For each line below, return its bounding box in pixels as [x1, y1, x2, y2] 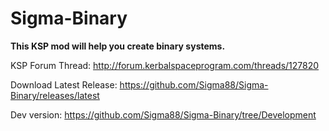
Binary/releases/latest [10, 89, 100, 101]
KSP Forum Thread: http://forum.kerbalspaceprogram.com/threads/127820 [10, 59, 320, 71]
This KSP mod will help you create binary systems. [10, 40, 226, 52]
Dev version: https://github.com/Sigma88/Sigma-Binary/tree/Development [10, 108, 317, 121]
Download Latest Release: [10, 78, 118, 91]
